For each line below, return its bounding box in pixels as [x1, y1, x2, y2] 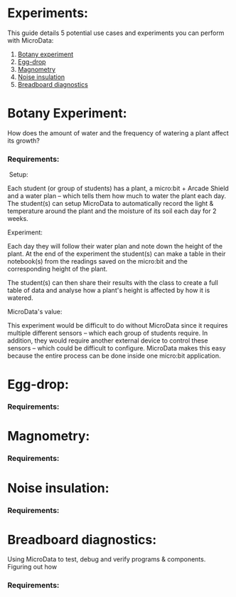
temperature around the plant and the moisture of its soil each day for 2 [7, 207, 217, 215]
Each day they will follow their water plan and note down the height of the [7, 242, 222, 251]
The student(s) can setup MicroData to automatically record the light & [7, 199, 214, 208]
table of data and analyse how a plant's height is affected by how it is [7, 286, 210, 295]
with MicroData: [7, 36, 54, 44]
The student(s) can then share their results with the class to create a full [7, 279, 218, 287]
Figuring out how [7, 563, 58, 571]
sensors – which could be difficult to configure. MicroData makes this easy [7, 344, 226, 353]
